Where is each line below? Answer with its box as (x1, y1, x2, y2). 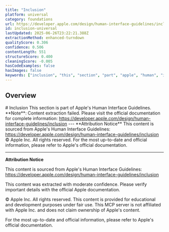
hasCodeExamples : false (5, 63, 55, 68)
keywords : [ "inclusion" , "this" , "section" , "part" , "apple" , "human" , (5, 73, 159, 78)
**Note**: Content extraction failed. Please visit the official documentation (5, 110, 161, 116)
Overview (5, 91, 37, 100)
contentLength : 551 (5, 49, 46, 54)
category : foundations (5, 17, 53, 22)
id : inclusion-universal (5, 26, 57, 31)
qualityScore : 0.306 (5, 40, 49, 45)
